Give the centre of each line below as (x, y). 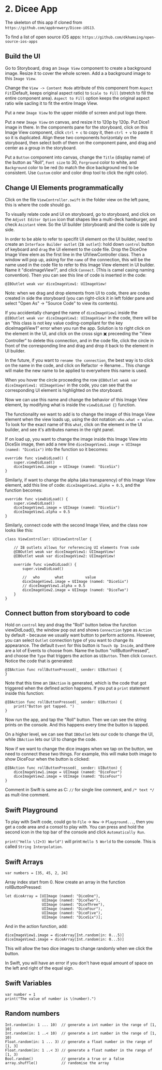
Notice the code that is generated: (39, 661)
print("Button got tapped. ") (44, 706)
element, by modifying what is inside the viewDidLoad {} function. (71, 405)
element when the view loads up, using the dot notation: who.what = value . (79, 419)
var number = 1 (20, 994)
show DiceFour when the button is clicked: (47, 759)
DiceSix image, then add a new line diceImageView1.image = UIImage (73, 444)
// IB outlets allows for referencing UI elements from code (76, 547)
